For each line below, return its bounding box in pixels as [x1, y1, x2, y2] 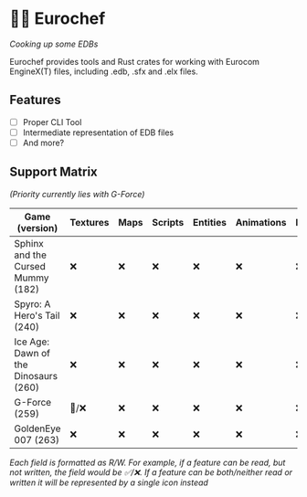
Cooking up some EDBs [9, 38, 99, 49]
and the [14, 248, 48, 261]
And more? [22, 137, 65, 148]
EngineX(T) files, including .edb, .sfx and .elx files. [9, 66, 198, 77]
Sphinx [14, 237, 44, 249]
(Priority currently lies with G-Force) [9, 188, 145, 199]
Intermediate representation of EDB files [22, 127, 175, 138]
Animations [235, 216, 287, 228]
